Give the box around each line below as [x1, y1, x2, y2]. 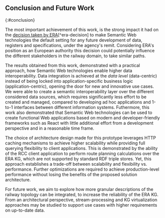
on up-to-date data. [5, 207, 45, 213]
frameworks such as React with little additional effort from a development [5, 120, 154, 126]
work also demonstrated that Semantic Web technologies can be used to [5, 109, 152, 115]
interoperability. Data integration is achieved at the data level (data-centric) [5, 73, 157, 78]
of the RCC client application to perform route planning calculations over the [5, 150, 160, 156]
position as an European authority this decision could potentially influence [5, 47, 155, 53]
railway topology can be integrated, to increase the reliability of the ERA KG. [5, 191, 159, 197]
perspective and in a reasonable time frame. [5, 125, 95, 131]
